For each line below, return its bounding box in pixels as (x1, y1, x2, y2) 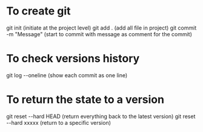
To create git (6, 4, 71, 18)
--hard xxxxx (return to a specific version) (6, 119, 111, 126)
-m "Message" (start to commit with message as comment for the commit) (6, 30, 193, 37)
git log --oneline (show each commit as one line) (6, 71, 128, 79)
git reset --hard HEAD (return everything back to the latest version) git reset (6, 113, 196, 120)
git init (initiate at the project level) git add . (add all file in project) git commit (6, 24, 197, 31)
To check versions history (6, 52, 140, 66)
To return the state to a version (6, 93, 165, 107)
